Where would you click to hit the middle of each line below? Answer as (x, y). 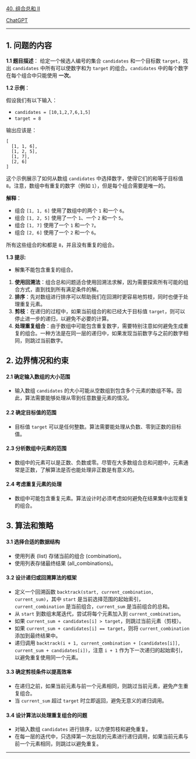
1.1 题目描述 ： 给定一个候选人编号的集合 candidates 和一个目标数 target (92, 61)
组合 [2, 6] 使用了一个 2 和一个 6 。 (57, 232)
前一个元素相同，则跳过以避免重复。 (58, 744)
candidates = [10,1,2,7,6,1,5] (52, 112)
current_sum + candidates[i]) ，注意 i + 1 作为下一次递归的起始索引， (100, 650)
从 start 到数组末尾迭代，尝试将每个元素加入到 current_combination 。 (99, 614)
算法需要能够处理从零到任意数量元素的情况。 (78, 398)
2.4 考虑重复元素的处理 (34, 484)
